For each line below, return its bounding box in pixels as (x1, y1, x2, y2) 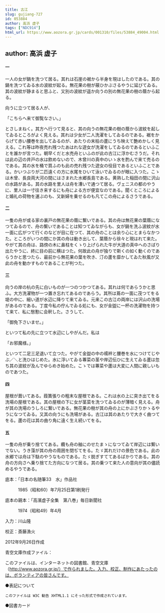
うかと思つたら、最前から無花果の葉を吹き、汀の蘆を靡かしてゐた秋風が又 (9, 254, 160, 260)
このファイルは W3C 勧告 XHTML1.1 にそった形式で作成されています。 (5, 593, 129, 598)
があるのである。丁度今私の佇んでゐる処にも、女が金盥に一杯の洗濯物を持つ (5, 303, 160, 308)
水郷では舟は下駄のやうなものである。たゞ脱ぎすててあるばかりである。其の (5, 454, 160, 460)
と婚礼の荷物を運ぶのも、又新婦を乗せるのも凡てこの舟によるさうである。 (5, 193, 156, 199)
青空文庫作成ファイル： (5, 550, 53, 556)
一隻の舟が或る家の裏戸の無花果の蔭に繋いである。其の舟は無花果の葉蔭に (5, 217, 156, 223)
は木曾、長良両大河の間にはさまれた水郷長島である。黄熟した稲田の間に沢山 (5, 175, 160, 181)
